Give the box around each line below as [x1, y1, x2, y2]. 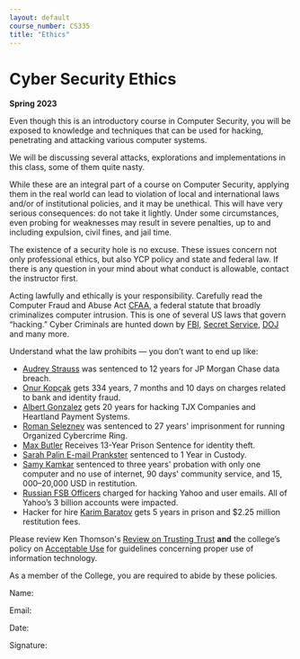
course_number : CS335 [9, 22, 91, 31]
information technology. [9, 553, 98, 564]
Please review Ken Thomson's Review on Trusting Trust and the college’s [9, 534, 281, 545]
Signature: [9, 640, 48, 651]
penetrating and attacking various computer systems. [9, 135, 207, 146]
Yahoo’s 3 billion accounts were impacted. [22, 497, 179, 508]
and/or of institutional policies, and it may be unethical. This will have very [9, 199, 283, 209]
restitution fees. [22, 516, 81, 527]
